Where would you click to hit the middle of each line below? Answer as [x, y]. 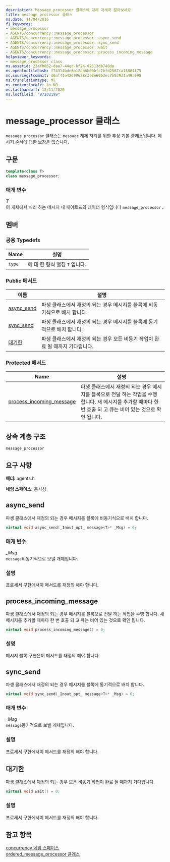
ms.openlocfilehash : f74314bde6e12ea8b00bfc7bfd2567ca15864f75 [74, 71]
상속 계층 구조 [26, 437]
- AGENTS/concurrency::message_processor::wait [57, 47]
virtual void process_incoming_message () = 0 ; [55, 630]
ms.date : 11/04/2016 [27, 19]
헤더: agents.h [20, 478]
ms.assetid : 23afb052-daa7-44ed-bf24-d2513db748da [60, 66]
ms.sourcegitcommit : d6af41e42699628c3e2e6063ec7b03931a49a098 [74, 76]
